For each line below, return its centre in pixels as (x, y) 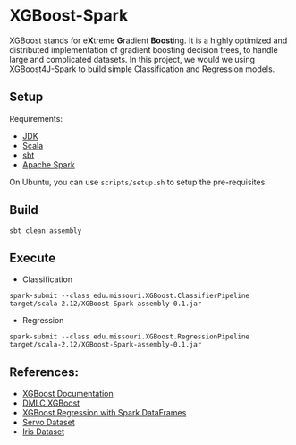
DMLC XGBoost (51, 403)
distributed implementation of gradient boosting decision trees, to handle (144, 49)
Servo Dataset (48, 423)
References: (44, 372)
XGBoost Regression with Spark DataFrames (104, 413)
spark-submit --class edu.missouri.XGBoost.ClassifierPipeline (130, 296)
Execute (33, 257)
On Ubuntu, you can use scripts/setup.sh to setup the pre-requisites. (139, 182)
